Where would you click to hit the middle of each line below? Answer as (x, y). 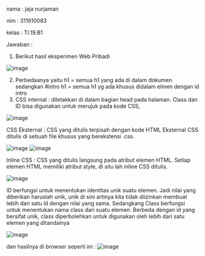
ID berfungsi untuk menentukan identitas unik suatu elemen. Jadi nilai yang (101, 190)
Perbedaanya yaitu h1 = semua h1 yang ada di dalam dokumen (94, 80)
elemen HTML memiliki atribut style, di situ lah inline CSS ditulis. (87, 167)
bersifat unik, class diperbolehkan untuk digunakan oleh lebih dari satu (95, 216)
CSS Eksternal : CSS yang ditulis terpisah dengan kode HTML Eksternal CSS (102, 130)
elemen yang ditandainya (38, 223)
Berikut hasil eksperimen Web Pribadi (62, 56)
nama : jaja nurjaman (33, 9)
